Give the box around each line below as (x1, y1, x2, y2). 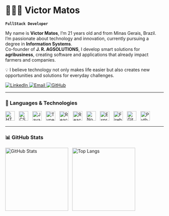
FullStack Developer (5, 21, 49, 26)
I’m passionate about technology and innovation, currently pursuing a (5, 35, 149, 41)
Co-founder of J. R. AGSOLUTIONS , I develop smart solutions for (5, 46, 140, 52)
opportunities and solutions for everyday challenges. (5, 72, 115, 78)
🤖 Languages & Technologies (5, 99, 78, 106)
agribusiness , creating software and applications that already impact (5, 51, 149, 58)
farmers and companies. (5, 57, 56, 63)
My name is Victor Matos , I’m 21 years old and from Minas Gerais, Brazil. (5, 30, 156, 36)
